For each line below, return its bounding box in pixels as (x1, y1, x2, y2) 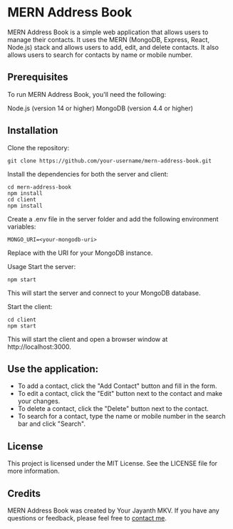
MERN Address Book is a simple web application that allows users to (7, 28, 209, 36)
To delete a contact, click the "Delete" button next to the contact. (17, 404, 209, 413)
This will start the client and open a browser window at (7, 335, 168, 343)
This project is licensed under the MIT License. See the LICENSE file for (7, 459, 218, 468)
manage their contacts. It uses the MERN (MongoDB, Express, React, (7, 35, 210, 43)
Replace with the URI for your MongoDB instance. (7, 248, 153, 257)
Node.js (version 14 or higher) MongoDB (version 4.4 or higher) (7, 104, 194, 112)
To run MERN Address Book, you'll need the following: (7, 90, 166, 98)
